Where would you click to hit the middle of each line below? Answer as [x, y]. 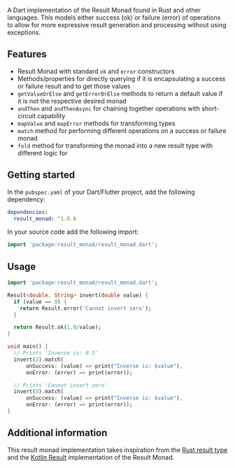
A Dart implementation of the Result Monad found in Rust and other [104, 10]
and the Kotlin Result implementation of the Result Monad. [91, 457]
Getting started [41, 175]
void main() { [28, 347]
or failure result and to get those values [74, 86]
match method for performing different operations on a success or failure [122, 130]
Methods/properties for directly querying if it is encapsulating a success [121, 78]
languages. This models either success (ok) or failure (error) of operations [114, 17]
